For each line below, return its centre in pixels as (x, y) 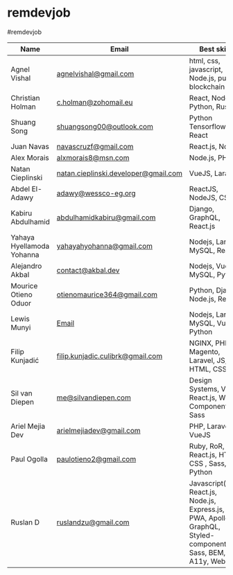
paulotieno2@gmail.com (96, 459)
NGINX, (201, 343)
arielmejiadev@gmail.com (98, 430)
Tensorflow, (208, 126)
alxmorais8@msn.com (93, 157)
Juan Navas (30, 146)
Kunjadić (25, 360)
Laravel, (202, 360)
